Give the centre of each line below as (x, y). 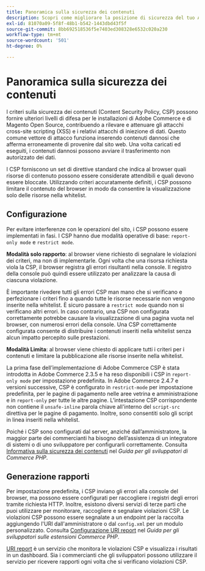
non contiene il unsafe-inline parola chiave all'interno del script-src (93, 406)
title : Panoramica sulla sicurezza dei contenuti (71, 12)
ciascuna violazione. (32, 280)
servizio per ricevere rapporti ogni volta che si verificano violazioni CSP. (97, 562)
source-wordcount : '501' (38, 40)
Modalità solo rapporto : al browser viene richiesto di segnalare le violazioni (102, 254)
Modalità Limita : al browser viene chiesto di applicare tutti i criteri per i (95, 349)
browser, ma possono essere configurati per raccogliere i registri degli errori (102, 498)
